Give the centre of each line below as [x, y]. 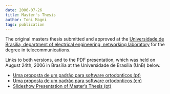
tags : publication [25, 24]
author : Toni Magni [26, 20]
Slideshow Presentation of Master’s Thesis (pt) [62, 86]
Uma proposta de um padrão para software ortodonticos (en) [77, 81]
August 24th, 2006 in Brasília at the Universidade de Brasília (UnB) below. [83, 65]
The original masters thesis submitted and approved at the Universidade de [85, 39]
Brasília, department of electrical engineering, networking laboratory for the [85, 45]
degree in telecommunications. [38, 50]
